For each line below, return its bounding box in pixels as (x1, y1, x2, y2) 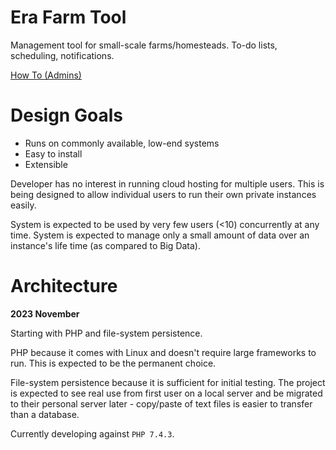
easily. (10, 199, 37, 211)
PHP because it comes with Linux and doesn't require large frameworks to (10, 346, 317, 358)
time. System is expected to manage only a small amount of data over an (10, 229, 310, 241)
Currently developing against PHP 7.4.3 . (10, 427, 175, 440)
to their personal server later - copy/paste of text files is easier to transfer (10, 397, 313, 410)
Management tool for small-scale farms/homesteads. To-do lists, (10, 39, 278, 51)
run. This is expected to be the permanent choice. (10, 357, 217, 369)
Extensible (24, 158, 68, 170)
